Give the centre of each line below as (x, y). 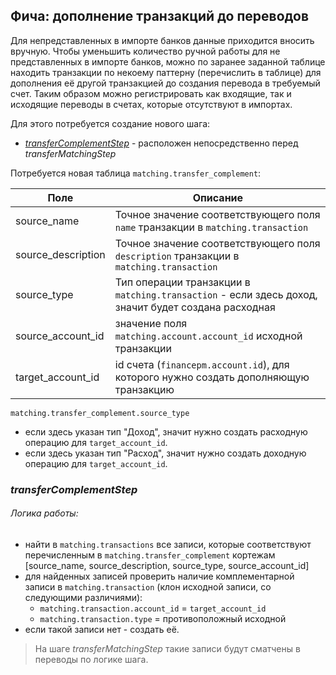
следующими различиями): (83, 597)
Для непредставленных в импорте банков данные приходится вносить (162, 40)
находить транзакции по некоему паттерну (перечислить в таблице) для (166, 72)
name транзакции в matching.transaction (211, 227)
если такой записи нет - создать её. (102, 629)
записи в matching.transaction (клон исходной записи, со (148, 586)
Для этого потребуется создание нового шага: (110, 123)
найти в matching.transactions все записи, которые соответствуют (168, 544)
